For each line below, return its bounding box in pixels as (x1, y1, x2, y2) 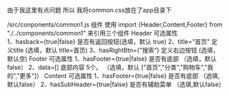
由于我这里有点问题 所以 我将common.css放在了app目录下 (7, 6, 172, 14)
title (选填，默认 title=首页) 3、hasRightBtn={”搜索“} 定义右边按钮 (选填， (12, 46, 219, 54)
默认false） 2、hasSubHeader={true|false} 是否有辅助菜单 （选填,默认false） (7, 81, 225, 88)
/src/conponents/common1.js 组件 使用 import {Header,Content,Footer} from (7, 21, 223, 29)
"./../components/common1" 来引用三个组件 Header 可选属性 (7, 29, 178, 37)
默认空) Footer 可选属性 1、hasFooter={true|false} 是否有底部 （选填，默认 (7, 55, 217, 63)
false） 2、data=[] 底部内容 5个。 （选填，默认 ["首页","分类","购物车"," (7, 64, 208, 71)
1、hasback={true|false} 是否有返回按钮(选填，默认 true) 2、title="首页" (7, 38, 210, 46)
